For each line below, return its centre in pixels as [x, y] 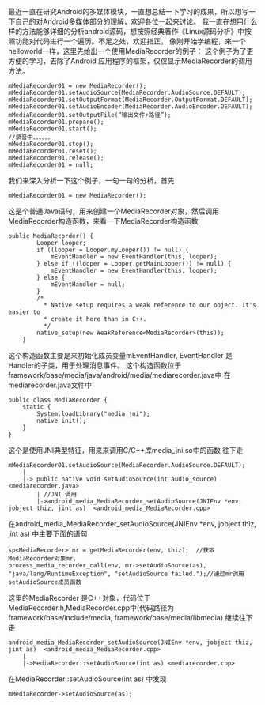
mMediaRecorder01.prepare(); [56, 122]
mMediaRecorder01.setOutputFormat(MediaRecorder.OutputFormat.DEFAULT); [131, 100]
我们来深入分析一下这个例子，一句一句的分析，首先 [91, 181]
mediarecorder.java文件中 [50, 385]
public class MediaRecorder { [58, 400]
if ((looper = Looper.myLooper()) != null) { [113, 250]
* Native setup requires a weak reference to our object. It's [150, 305]
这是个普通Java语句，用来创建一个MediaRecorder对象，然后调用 [114, 211]
